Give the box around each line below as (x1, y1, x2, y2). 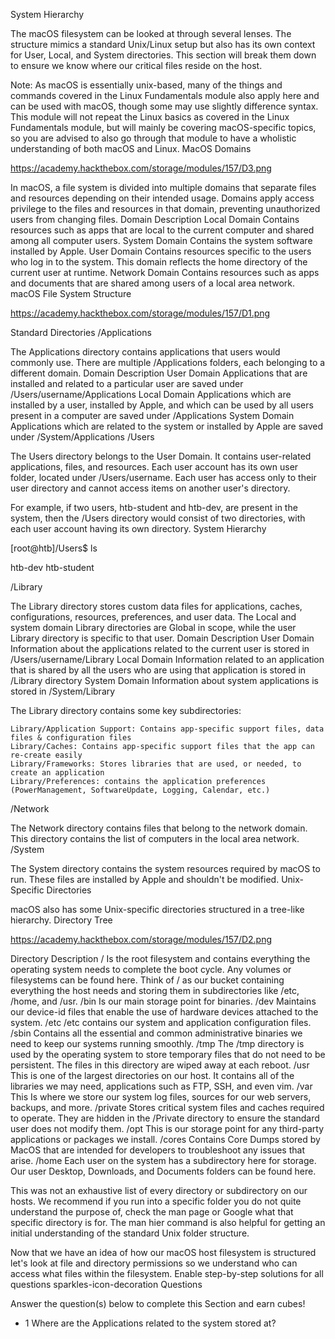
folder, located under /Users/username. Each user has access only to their (10, 472, 317, 483)
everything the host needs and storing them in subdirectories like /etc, (10, 985, 300, 996)
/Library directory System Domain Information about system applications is (10, 675, 319, 686)
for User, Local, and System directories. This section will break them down (10, 49, 317, 61)
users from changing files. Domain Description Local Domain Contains (10, 214, 300, 225)
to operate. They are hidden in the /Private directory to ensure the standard (10, 1112, 320, 1124)
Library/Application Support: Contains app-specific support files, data (10, 724, 325, 734)
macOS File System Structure (10, 288, 132, 299)
